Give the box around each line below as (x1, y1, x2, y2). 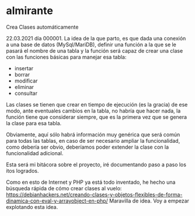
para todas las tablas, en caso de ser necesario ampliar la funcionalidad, (6, 137, 180, 144)
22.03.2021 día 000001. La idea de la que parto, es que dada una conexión (6, 35, 186, 42)
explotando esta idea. (6, 203, 58, 210)
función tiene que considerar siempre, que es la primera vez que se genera (6, 113, 187, 121)
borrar (14, 71, 30, 78)
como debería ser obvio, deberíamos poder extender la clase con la (6, 143, 169, 150)
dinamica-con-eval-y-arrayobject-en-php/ (6, 197, 108, 204)
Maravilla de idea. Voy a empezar (109, 197, 190, 204)
